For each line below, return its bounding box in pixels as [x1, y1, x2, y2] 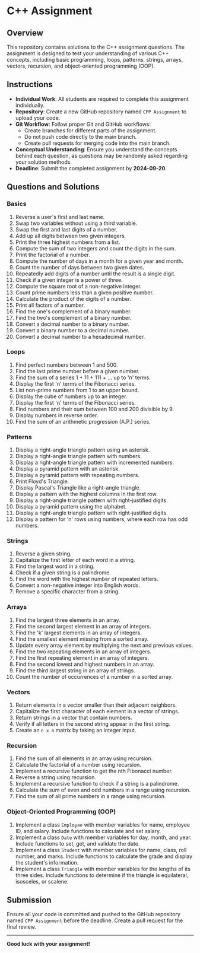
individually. [15, 101, 45, 109]
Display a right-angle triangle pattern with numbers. [15, 453, 142, 460]
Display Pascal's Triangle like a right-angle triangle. [15, 484, 141, 491]
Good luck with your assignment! [7, 941, 91, 948]
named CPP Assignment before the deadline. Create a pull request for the [7, 917, 183, 924]
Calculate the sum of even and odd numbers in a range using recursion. [15, 786, 191, 793]
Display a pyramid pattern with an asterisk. [15, 465, 120, 472]
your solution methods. [15, 158, 72, 166]
